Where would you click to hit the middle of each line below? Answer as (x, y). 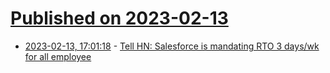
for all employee (58, 56)
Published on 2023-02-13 (119, 18)
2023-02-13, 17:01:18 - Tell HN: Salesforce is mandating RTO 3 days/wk (172, 46)
